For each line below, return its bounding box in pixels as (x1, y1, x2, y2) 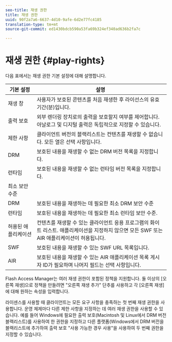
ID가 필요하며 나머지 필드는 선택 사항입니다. (42, 261, 141, 269)
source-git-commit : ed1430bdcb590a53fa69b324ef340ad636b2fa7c (5, 27, 141, 32)
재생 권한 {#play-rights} (5, 55, 105, 67)
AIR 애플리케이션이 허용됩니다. (36, 234, 106, 242)
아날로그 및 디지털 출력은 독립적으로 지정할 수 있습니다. (36, 121, 161, 128)
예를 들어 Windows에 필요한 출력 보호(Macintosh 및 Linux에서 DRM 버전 (20, 312, 167, 318)
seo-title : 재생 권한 (5, 7, 47, 13)
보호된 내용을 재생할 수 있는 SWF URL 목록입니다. (36, 244, 149, 251)
